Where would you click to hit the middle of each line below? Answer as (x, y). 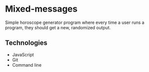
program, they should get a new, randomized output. (58, 27)
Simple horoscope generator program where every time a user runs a (75, 22)
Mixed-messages (41, 9)
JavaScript (23, 54)
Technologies (26, 43)
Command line (27, 65)
